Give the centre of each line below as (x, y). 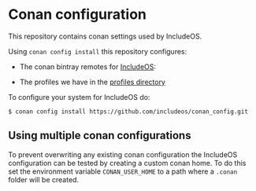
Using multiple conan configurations (100, 136)
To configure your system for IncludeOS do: (79, 97)
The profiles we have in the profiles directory (92, 82)
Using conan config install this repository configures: (98, 51)
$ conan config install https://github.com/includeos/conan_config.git (128, 112)
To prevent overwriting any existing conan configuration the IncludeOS (123, 154)
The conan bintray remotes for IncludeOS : (87, 66)
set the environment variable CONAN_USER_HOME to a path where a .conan (123, 171)
